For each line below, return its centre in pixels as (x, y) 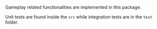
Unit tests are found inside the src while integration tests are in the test (79, 17)
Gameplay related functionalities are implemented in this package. (73, 7)
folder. (12, 22)
